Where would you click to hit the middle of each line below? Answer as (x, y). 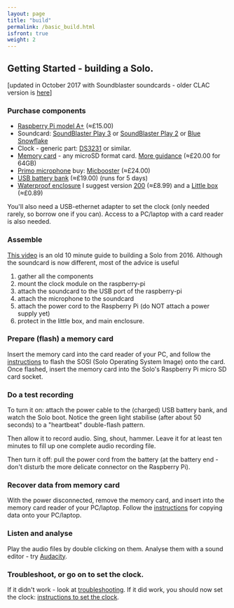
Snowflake (33, 141)
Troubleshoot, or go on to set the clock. (76, 574)
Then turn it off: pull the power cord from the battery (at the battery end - (113, 459)
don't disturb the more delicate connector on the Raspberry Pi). (99, 467)
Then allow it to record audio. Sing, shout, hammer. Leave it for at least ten (115, 438)
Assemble (25, 240)
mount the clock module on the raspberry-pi (81, 283)
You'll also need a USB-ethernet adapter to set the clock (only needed (109, 207)
